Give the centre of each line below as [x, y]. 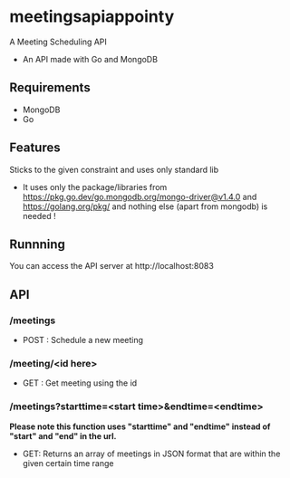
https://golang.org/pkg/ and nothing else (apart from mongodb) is [145, 206]
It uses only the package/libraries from [95, 186]
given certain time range [68, 463]
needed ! [39, 215]
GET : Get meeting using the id [80, 383]
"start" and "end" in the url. [63, 435]
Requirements [50, 88]
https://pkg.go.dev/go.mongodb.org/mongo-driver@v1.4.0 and [140, 196]
